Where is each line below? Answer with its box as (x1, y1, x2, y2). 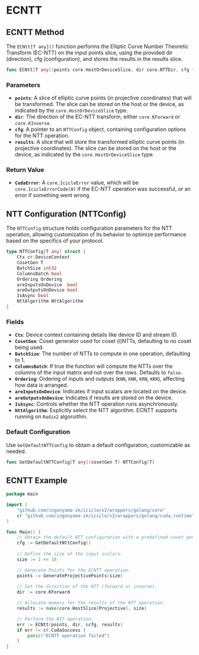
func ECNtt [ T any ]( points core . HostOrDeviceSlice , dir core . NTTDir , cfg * (6, 67, 195, 73)
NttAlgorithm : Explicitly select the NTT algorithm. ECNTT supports (14, 407, 178, 414)
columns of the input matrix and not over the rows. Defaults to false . (14, 369, 182, 376)
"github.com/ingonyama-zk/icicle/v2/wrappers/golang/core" (17, 507, 166, 513)
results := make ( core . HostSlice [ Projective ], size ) (17, 605, 147, 612)
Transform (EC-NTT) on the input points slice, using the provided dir (6, 49, 173, 56)
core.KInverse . (14, 120, 52, 127)
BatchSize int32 (17, 265, 57, 271)
